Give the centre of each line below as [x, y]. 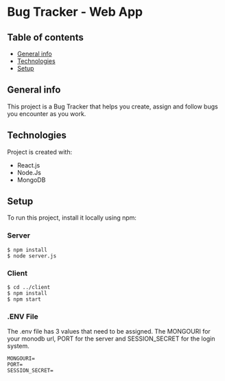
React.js [28, 165]
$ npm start [24, 299]
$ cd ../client [29, 288]
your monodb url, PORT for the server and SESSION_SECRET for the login [111, 339]
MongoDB [31, 180]
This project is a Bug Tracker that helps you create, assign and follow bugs [113, 106]
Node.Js [29, 172]
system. [18, 346]
